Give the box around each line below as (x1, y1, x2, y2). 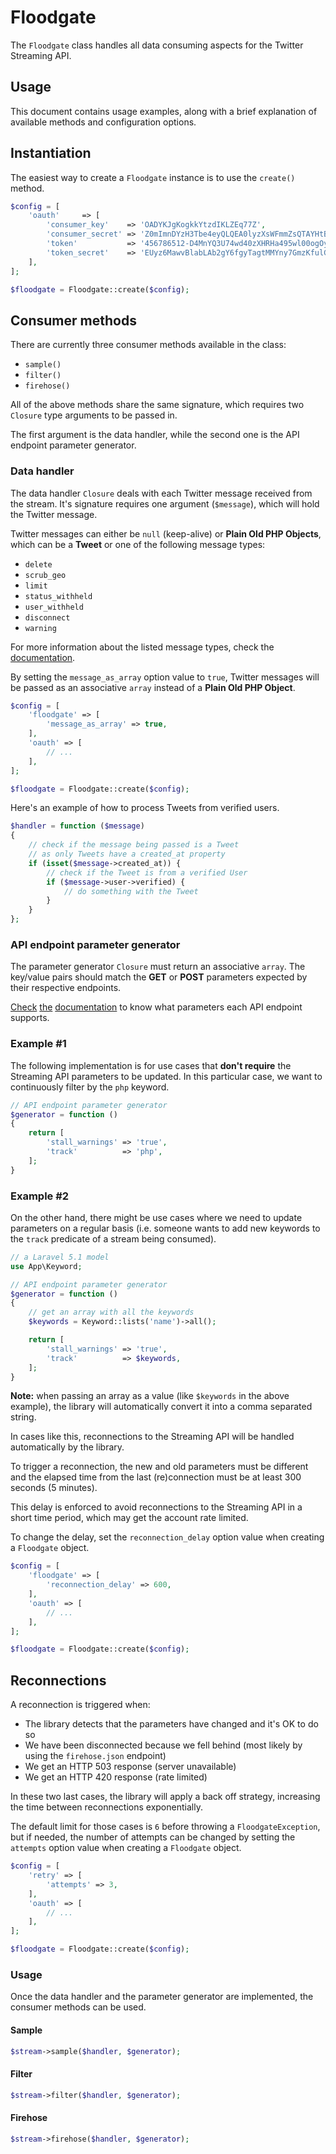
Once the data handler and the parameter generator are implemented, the (10, 1991, 314, 2003)
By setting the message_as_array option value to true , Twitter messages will (10, 671, 320, 683)
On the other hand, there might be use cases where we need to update (10, 1211, 303, 1223)
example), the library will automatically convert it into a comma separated (10, 1401, 313, 1413)
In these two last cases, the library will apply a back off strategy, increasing (10, 1791, 321, 1803)
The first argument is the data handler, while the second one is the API (10, 429, 300, 441)
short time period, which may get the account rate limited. (10, 1512, 249, 1524)
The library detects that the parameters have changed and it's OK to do (24, 1718, 319, 1730)
